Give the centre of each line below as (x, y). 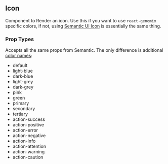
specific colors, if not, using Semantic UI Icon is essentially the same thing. (83, 26)
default (20, 65)
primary (21, 103)
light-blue (23, 71)
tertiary (20, 114)
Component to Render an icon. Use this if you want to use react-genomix (81, 20)
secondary (24, 109)
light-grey (23, 82)
